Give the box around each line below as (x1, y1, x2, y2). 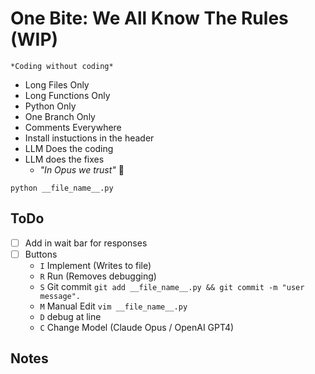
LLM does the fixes (24, 153, 105, 165)
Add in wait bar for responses (24, 237, 148, 249)
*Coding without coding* (10, 61, 114, 71)
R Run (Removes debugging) (39, 270, 157, 282)
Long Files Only (24, 78, 90, 91)
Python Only (24, 100, 77, 112)
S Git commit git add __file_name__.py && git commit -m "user (39, 280, 305, 292)
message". (39, 291, 82, 301)
